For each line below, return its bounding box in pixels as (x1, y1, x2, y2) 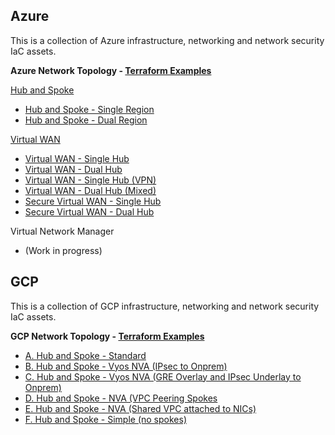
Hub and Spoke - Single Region (24, 103, 155, 115)
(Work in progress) (24, 244, 103, 256)
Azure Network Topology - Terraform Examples (10, 64, 212, 76)
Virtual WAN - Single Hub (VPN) (24, 174, 157, 186)
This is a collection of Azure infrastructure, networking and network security (10, 34, 325, 46)
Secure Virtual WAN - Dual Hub (24, 205, 155, 218)
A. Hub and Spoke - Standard (24, 349, 147, 361)
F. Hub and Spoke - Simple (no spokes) (24, 413, 187, 425)
